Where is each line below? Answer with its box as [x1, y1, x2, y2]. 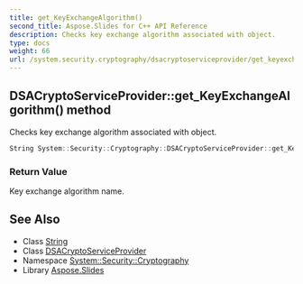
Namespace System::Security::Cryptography [22, 254, 189, 266]
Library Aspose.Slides [22, 264, 105, 275]
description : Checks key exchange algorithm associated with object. [9, 30, 277, 39]
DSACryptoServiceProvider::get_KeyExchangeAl [9, 88, 291, 104]
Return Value [9, 165, 68, 178]
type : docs [9, 38, 50, 48]
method [66, 103, 111, 118]
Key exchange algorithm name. [9, 186, 124, 197]
